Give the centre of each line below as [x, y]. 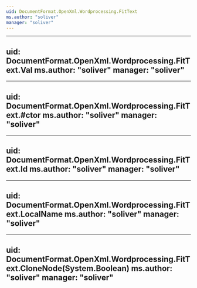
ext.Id [17, 169]
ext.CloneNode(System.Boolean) [68, 268]
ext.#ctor [23, 115]
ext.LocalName [35, 214]
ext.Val [19, 70]
